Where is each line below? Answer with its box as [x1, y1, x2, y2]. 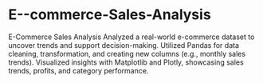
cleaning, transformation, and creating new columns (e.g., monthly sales [8, 49, 245, 58]
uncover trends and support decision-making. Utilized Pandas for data [8, 40, 239, 49]
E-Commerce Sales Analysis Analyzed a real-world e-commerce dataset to [8, 32, 255, 41]
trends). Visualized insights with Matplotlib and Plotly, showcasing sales [8, 57, 245, 67]
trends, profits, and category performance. [8, 65, 149, 75]
